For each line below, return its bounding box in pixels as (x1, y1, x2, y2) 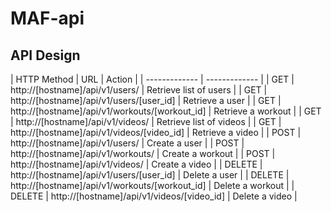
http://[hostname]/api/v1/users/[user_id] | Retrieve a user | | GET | (10, 95, 282, 106)
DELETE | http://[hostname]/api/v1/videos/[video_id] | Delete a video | (10, 190, 298, 202)
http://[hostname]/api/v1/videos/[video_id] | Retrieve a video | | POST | (10, 127, 302, 138)
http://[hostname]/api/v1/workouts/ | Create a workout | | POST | (10, 148, 276, 159)
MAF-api (10, 7, 85, 30)
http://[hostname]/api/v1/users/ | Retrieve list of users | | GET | (10, 84, 268, 96)
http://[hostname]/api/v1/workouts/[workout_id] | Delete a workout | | (10, 180, 295, 191)
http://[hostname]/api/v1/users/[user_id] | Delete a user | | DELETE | (10, 169, 290, 181)
